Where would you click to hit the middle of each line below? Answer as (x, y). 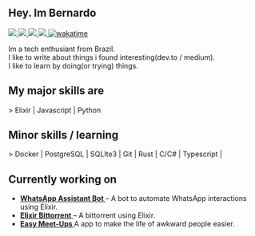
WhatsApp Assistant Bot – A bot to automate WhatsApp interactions (133, 199)
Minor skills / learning (64, 135)
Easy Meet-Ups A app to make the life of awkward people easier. (127, 224)
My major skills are (56, 91)
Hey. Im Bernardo (52, 13)
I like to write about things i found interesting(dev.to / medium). (112, 57)
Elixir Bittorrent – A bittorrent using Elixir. (88, 215)
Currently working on (63, 179)
